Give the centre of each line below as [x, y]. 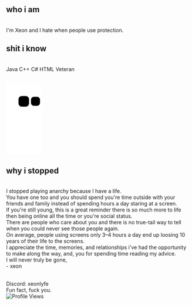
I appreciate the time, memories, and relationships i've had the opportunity [96, 247]
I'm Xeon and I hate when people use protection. [65, 30]
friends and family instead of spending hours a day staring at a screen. [92, 204]
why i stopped [33, 171]
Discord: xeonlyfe [27, 284]
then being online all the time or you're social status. [69, 216]
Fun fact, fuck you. [29, 290]
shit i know [26, 49]
